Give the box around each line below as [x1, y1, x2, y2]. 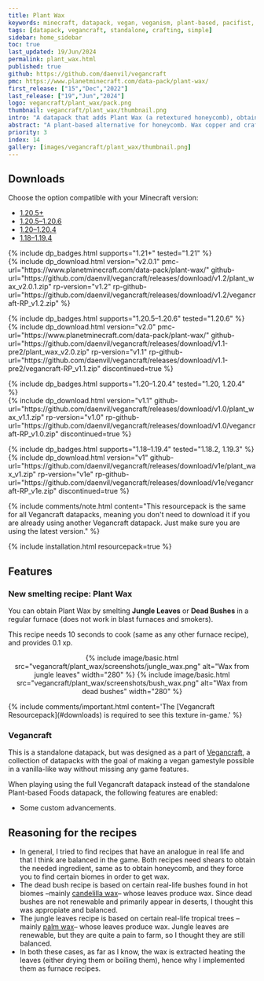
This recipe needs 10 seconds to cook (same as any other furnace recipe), [8, 630, 249, 639]
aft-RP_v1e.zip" [8, 487, 57, 496]
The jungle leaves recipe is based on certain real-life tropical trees [19, 913, 234, 923]
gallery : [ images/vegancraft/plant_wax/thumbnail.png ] [8, 143, 192, 151]
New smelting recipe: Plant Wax [8, 588, 133, 599]
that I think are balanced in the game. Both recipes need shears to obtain [19, 854, 255, 865]
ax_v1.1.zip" [8, 413, 45, 422]
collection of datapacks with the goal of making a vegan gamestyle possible [8, 756, 255, 766]
